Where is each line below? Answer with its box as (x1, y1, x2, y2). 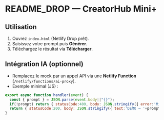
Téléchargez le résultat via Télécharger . (12, 46, 93, 51)
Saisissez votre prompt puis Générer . (12, 41, 88, 47)
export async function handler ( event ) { (5, 92, 89, 98)
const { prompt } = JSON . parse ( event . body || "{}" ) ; (9, 97, 115, 102)
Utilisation (5, 23, 37, 31)
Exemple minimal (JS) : (12, 83, 59, 89)
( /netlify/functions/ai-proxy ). (12, 78, 76, 84)
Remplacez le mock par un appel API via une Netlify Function (12, 73, 137, 79)
